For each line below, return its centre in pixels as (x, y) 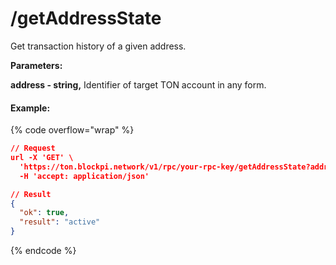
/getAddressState (86, 18)
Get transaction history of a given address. (98, 46)
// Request (33, 148)
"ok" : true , (44, 213)
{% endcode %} (43, 251)
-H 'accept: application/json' (84, 176)
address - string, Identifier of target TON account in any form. (138, 84)
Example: (30, 108)
